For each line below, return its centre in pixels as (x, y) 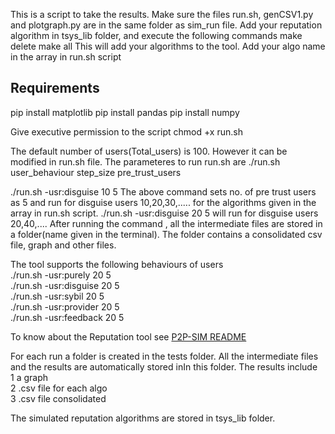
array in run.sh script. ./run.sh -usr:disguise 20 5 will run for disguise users (164, 213)
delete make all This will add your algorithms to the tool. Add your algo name (168, 46)
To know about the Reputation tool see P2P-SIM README (128, 336)
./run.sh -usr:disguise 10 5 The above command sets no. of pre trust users (163, 191)
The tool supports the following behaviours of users (117, 264)
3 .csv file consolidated (58, 398)
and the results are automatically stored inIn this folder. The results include (164, 366)
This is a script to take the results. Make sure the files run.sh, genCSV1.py (162, 14)
